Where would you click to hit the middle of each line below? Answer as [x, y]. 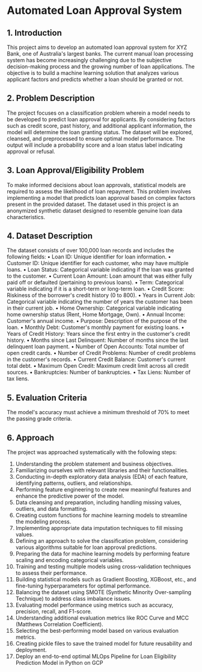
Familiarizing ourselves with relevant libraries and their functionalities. [102, 470]
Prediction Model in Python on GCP [59, 663]
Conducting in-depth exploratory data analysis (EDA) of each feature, [102, 477]
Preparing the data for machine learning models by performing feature [103, 554]
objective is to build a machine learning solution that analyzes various [93, 73]
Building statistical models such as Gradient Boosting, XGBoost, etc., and [106, 580]
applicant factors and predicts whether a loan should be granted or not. [95, 79]
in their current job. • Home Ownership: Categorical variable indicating [94, 308]
